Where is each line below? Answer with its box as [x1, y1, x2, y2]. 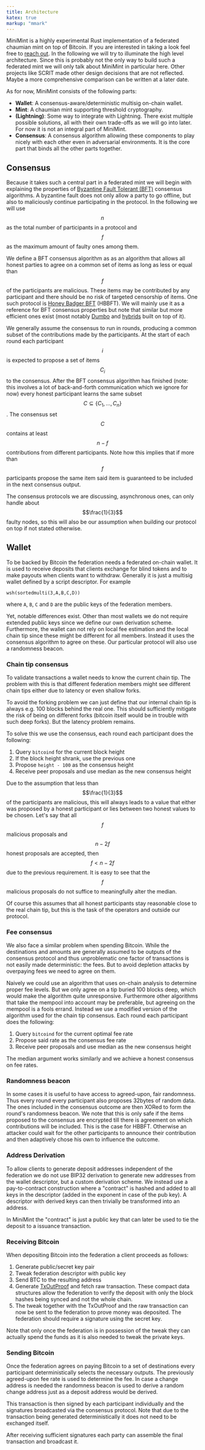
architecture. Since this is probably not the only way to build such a [6, 56, 176, 64]
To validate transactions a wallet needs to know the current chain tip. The [6, 674, 191, 681]
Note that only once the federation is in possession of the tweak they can [6, 1327, 190, 1334]
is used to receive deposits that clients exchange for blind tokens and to [6, 565, 187, 572]
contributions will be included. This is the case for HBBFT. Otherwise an [6, 1123, 187, 1130]
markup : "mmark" [6, 20, 48, 26]
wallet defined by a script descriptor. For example [6, 578, 131, 585]
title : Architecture [6, 9, 59, 15]
